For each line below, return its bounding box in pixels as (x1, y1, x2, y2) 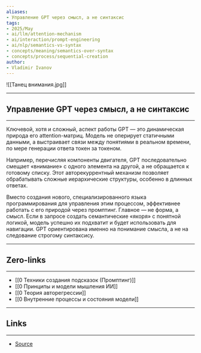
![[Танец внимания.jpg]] (6, 81, 67, 88)
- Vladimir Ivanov (6, 64, 52, 71)
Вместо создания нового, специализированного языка (6, 193, 147, 201)
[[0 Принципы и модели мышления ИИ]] (14, 283, 118, 290)
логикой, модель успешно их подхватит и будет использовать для (6, 219, 176, 226)
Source (14, 340, 33, 347)
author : (6, 59, 26, 65)
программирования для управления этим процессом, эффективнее (6, 200, 181, 207)
